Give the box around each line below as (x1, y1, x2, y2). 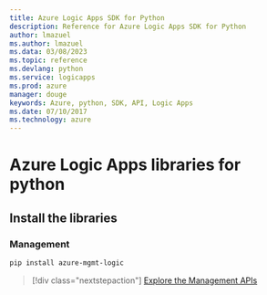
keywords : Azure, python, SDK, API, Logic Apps (9, 98, 194, 108)
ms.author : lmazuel (9, 38, 84, 48)
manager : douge (9, 90, 67, 99)
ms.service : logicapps (9, 73, 96, 82)
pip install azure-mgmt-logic (9, 258, 125, 268)
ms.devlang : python (9, 65, 84, 74)
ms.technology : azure (9, 115, 92, 124)
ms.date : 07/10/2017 (9, 107, 88, 116)
